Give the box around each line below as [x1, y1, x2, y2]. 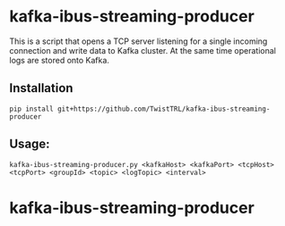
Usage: [9, 137, 51, 152]
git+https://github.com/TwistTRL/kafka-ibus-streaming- [56, 105, 271, 113]
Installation [9, 80, 73, 96]
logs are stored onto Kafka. [9, 54, 110, 65]
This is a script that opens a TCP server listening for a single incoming [9, 36, 268, 46]
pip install [9, 105, 54, 113]
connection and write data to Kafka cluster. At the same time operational [9, 45, 276, 55]
